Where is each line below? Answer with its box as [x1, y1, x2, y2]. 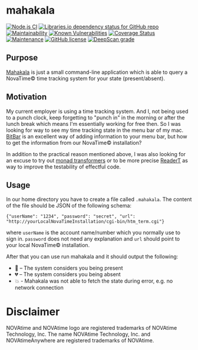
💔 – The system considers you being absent [14, 271, 121, 278]
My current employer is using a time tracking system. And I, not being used [6, 108, 189, 115]
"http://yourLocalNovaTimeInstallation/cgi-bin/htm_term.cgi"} [6, 219, 165, 225]
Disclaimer [6, 305, 60, 318]
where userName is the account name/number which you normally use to [6, 229, 181, 236]
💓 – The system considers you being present [14, 264, 123, 272]
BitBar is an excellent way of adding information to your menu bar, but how [6, 132, 187, 140]
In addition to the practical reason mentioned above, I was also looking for [6, 150, 186, 157]
